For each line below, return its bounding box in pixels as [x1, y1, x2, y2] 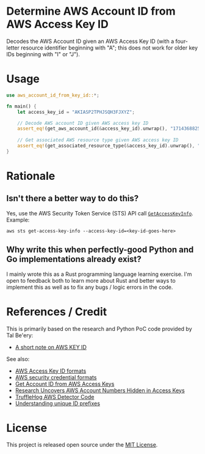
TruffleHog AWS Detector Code [15, 393, 95, 400]
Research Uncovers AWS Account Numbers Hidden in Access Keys [15, 387, 185, 394]
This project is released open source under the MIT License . [6, 441, 158, 448]
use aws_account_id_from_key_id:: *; [6, 92, 99, 99]
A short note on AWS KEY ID [15, 343, 87, 351]
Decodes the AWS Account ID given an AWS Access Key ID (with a [6, 37, 174, 45]
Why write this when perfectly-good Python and [6, 245, 194, 255]
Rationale [6, 169, 56, 183]
